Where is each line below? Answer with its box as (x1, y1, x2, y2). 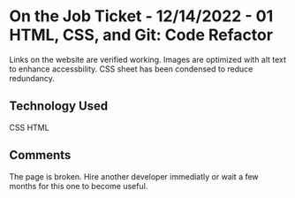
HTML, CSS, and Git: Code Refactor (9, 25, 274, 45)
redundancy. (9, 72, 56, 83)
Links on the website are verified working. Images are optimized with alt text (9, 54, 287, 65)
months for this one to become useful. (9, 180, 148, 191)
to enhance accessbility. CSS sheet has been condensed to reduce (9, 64, 253, 74)
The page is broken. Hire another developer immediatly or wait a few (9, 171, 259, 182)
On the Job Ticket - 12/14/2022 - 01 (9, 6, 274, 27)
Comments (9, 148, 72, 163)
